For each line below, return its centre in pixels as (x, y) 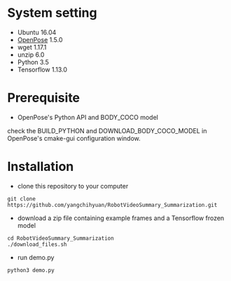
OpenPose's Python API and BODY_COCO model (88, 117)
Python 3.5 (33, 62)
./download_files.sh (37, 244)
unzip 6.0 (31, 55)
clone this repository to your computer (73, 186)
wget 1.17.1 (32, 47)
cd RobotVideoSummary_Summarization (61, 238)
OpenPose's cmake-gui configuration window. (74, 138)
